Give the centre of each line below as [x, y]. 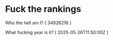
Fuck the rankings [43, 9]
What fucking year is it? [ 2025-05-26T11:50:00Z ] [57, 32]
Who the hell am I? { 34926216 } [38, 23]
